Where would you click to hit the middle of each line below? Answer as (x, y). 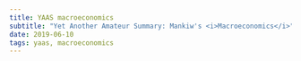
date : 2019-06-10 (42, 34)
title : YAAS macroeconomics (62, 17)
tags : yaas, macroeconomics (62, 43)
